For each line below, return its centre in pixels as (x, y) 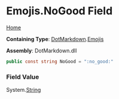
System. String (24, 90)
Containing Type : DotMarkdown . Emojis (55, 39)
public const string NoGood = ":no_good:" (60, 61)
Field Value (23, 77)
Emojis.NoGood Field (59, 11)
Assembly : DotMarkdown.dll (42, 50)
